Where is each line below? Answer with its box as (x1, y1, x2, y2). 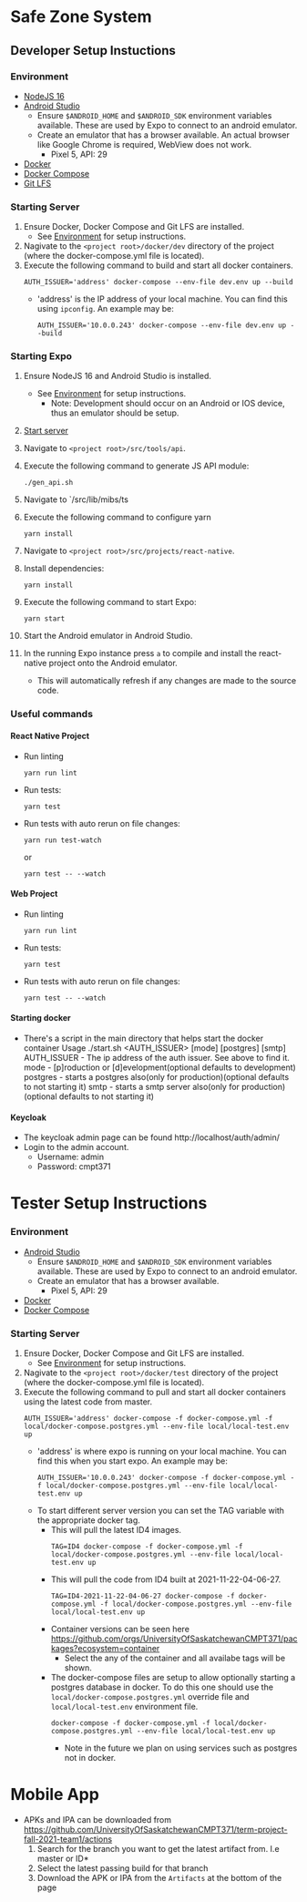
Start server (23, 426, 69, 437)
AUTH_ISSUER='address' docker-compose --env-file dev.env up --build (23, 278, 294, 287)
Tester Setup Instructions (10, 1193, 208, 1214)
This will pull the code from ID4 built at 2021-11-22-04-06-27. (50, 1574, 281, 1585)
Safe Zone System (10, 6, 153, 27)
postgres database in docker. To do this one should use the (50, 1681, 274, 1692)
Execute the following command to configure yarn (23, 512, 212, 523)
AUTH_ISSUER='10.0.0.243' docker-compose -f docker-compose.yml (36, 1473, 287, 1482)
